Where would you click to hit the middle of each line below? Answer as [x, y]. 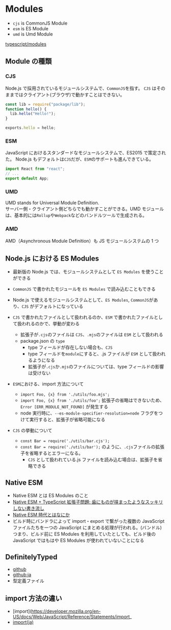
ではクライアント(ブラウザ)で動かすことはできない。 [69, 94]
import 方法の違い [34, 598]
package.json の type [43, 341]
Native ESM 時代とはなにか [41, 515]
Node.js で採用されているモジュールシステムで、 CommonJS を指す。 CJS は [81, 88]
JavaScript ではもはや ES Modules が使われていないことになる [78, 540]
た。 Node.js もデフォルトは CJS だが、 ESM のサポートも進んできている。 [80, 159]
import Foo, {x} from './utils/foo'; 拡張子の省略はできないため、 [92, 400]
